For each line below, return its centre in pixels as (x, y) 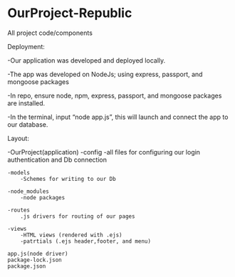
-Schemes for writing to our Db (68, 179)
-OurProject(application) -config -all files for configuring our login (104, 152)
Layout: (19, 138)
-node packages (43, 197)
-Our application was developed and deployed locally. (87, 60)
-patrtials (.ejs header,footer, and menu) (86, 241)
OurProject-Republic (70, 13)
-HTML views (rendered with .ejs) (71, 235)
